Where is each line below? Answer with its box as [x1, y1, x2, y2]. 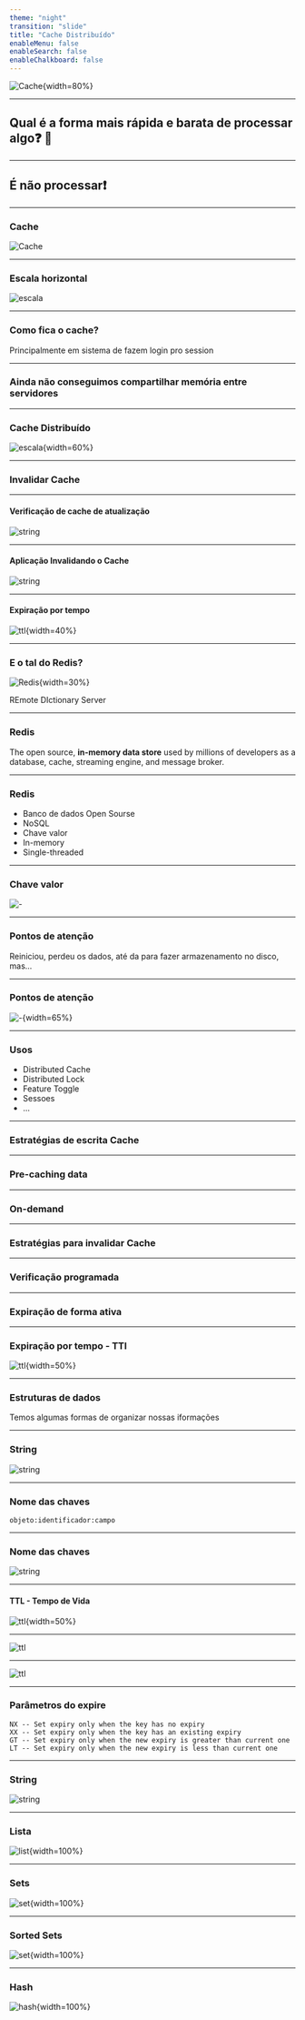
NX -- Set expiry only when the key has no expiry [9, 1720, 205, 1729]
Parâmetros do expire [9, 1699, 106, 1712]
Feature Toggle [22, 1083, 80, 1094]
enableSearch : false [9, 47, 88, 56]
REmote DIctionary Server [9, 695, 106, 706]
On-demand [9, 1202, 64, 1215]
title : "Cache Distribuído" [9, 30, 116, 39]
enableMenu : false [9, 38, 79, 48]
